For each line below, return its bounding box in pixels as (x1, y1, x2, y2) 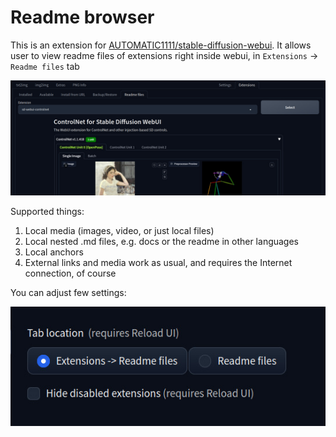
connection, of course (24, 267, 117, 280)
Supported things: (10, 206, 85, 218)
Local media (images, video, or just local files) (24, 225, 215, 237)
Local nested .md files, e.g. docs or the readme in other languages (24, 236, 300, 248)
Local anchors (24, 246, 84, 258)
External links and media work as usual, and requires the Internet (24, 257, 293, 269)
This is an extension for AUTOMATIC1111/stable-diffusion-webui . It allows (10, 39, 312, 51)
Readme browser (10, 6, 155, 29)
